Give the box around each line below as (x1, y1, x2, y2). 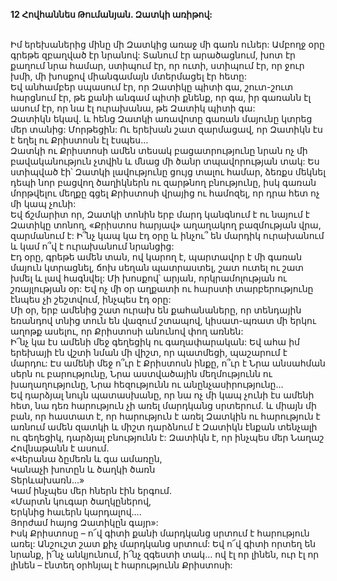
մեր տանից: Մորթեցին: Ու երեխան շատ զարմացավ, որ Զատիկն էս (10, 124, 323, 135)
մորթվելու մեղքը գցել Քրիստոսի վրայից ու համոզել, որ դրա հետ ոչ (10, 187, 320, 199)
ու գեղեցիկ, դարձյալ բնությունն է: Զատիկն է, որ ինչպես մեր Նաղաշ (10, 432, 325, 443)
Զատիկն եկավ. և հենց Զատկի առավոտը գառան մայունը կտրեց (10, 113, 313, 124)
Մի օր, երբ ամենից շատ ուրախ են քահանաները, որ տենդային (10, 304, 302, 316)
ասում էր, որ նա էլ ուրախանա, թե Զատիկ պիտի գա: (10, 102, 256, 114)
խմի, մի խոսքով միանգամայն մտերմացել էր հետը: (10, 70, 247, 82)
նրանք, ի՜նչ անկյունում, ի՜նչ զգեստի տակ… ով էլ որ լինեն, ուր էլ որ (10, 549, 320, 560)
